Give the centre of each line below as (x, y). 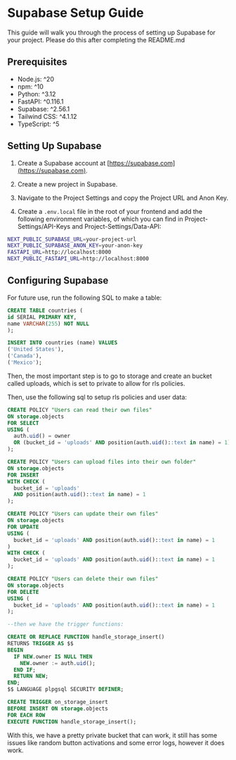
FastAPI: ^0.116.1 (40, 101)
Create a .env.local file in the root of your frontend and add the (110, 211)
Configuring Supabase (58, 280)
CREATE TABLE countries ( (45, 310)
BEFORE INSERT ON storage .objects (58, 709)
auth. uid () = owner (42, 436)
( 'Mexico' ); (25, 362)
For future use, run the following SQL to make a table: (85, 298)
